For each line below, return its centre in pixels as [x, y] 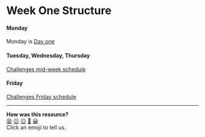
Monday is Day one [31, 42]
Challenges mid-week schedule [46, 69]
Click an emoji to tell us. [36, 127]
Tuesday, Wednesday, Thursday [48, 55]
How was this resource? [38, 114]
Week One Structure [59, 11]
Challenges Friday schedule [41, 97]
